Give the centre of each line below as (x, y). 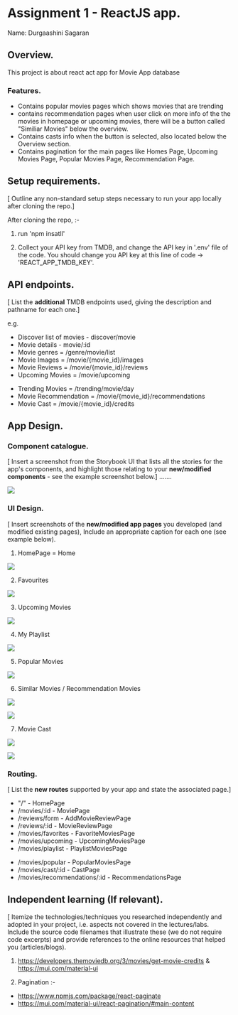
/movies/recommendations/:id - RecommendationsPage (99, 877)
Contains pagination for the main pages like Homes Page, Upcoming (118, 151)
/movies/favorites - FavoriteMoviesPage (76, 833)
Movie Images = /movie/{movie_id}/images (81, 360)
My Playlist (33, 634)
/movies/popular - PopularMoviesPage (74, 862)
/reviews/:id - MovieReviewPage (65, 825)
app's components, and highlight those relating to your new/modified (109, 469)
